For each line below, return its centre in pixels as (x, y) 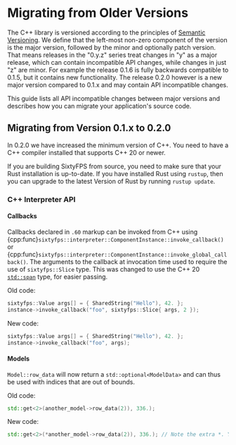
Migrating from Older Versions (98, 13)
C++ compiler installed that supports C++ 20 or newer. (87, 152)
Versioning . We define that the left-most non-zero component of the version (117, 39)
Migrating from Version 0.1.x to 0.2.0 (89, 128)
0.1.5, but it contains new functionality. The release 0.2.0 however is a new (115, 77)
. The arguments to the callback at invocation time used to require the (126, 261)
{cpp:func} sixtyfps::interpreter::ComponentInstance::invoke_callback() (116, 239)
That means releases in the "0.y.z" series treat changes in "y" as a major (112, 55)
